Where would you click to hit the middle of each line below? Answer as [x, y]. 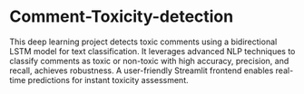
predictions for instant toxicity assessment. [108, 80]
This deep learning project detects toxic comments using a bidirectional [143, 42]
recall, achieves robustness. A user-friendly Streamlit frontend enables [142, 70]
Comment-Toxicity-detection [122, 17]
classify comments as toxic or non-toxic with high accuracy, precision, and [149, 61]
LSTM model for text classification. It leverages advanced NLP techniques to [152, 51]
